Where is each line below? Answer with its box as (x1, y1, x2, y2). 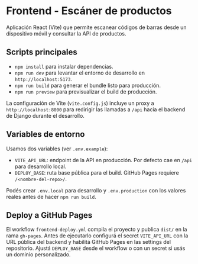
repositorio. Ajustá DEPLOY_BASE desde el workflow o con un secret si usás (6, 244, 186, 252)
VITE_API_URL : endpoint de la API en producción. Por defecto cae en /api (14, 156, 193, 163)
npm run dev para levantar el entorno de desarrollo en (14, 69, 145, 76)
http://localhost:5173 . (14, 75, 73, 82)
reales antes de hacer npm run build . (6, 193, 96, 200)
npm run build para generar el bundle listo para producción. (14, 82, 161, 89)
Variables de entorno (6, 129, 85, 140)
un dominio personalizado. (6, 251, 71, 258)
